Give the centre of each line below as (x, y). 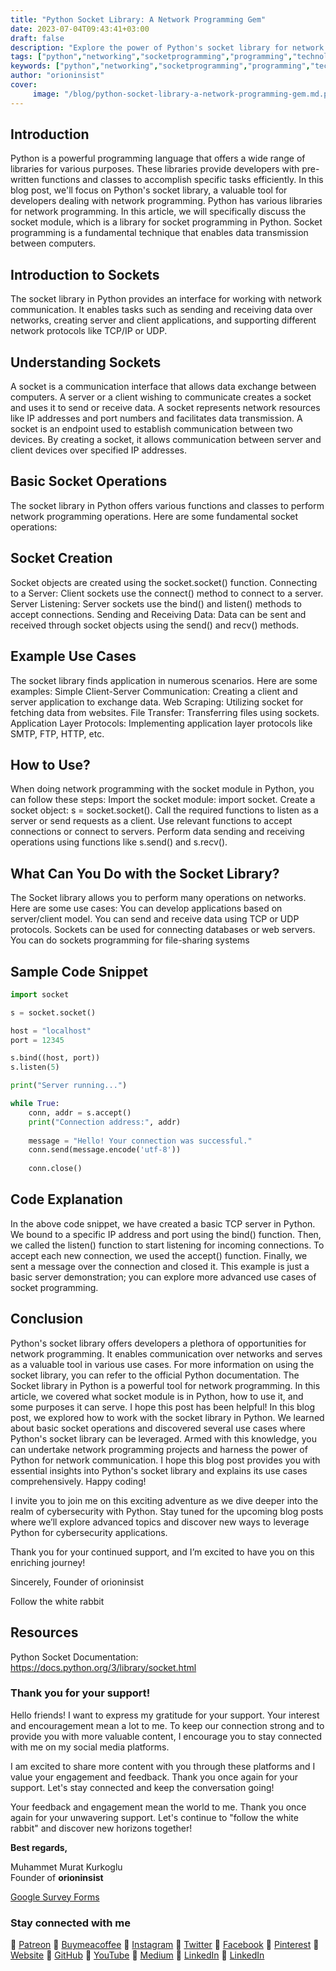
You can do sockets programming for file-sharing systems (130, 940)
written (25, 180)
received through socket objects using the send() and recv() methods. (155, 625)
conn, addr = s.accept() (80, 1112)
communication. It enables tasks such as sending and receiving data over (161, 310)
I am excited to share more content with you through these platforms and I (163, 1766)
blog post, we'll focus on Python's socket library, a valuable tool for (149, 190)
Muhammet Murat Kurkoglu (66, 1867)
